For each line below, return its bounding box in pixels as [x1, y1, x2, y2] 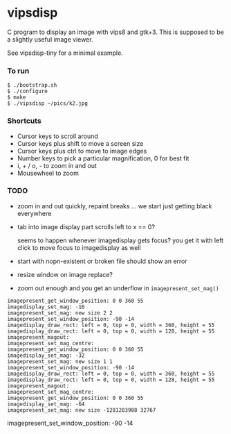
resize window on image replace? [17, 270, 113, 278]
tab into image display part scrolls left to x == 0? [17, 222, 156, 231]
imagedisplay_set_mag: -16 [7, 303, 85, 310]
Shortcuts [7, 116, 41, 126]
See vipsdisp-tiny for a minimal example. [7, 49, 123, 57]
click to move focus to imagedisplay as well [17, 243, 141, 251]
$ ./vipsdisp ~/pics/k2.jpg [7, 100, 89, 107]
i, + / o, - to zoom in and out [17, 161, 97, 169]
